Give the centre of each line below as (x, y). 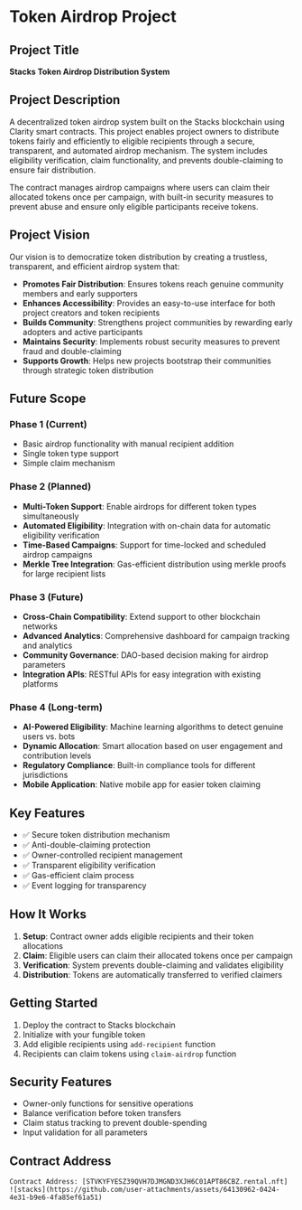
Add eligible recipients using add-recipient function (119, 1044)
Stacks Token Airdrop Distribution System (90, 71)
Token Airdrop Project (93, 17)
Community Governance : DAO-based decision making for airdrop (145, 655)
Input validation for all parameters (85, 1132)
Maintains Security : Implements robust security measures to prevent (151, 342)
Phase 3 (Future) (46, 596)
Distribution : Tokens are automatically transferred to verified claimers (152, 974)
